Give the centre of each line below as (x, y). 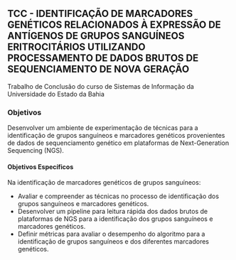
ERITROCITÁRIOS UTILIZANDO (76, 47)
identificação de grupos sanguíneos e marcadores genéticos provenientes (116, 136)
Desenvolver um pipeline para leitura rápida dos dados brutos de (113, 212)
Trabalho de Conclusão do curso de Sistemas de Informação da (101, 86)
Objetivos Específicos (41, 167)
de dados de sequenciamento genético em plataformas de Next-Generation (118, 143)
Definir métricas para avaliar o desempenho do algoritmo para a (111, 234)
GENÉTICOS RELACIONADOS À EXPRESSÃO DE (114, 25)
